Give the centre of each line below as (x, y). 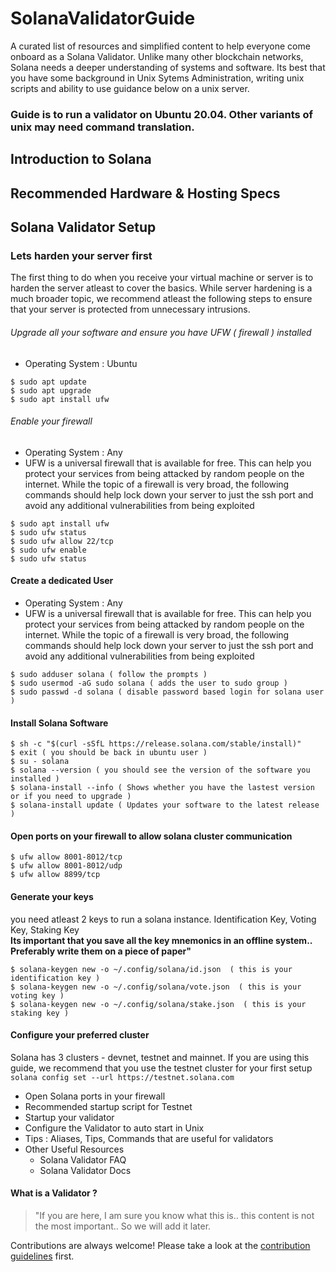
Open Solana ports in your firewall (95, 1096)
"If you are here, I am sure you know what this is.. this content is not (174, 1215)
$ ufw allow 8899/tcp (55, 875)
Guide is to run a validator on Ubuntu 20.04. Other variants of (162, 114)
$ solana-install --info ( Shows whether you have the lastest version (162, 788)
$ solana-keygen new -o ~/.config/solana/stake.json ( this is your (158, 1004)
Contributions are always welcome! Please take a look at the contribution (160, 1245)
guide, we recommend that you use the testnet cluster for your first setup (161, 1068)
